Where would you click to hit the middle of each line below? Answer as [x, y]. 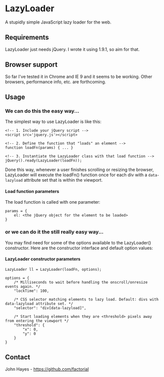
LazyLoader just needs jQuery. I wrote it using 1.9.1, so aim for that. [72, 49]
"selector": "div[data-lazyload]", [50, 308]
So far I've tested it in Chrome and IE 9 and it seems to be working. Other [79, 76]
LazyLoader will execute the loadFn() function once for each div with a [76, 175]
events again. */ [23, 286]
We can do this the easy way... [42, 111]
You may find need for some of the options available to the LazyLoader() [78, 242]
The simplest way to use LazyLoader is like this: [53, 122]
